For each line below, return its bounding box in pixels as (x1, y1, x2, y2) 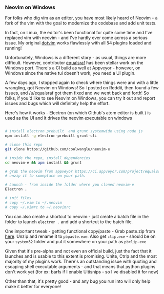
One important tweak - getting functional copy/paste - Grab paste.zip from (5, 228, 155, 234)
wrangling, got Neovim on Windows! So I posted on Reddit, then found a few (5, 85, 159, 91)
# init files (5, 196, 32, 201)
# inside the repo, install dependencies (5, 155, 91, 160)
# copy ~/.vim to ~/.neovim (5, 200, 62, 205)
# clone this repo (5, 142, 42, 147)
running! (5, 45, 22, 51)
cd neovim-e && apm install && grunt (5, 160, 82, 165)
